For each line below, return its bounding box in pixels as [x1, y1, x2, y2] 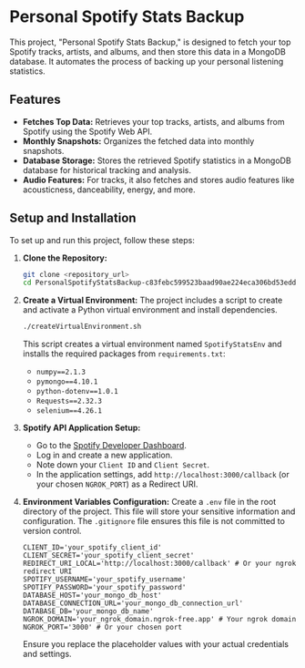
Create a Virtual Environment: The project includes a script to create [22, 294, 283, 306]
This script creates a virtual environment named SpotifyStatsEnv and [22, 339, 282, 350]
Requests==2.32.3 [36, 396, 103, 406]
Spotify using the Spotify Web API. [22, 126, 153, 137]
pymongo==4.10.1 [36, 377, 98, 386]
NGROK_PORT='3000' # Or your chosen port [22, 622, 182, 632]
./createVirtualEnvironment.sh [22, 322, 142, 332]
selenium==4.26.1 [36, 406, 103, 416]
